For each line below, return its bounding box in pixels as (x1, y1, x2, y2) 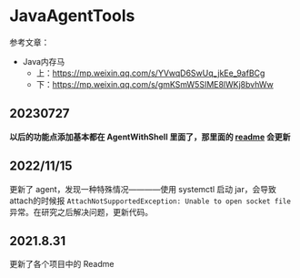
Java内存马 (22, 56, 65, 67)
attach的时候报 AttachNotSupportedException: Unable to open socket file (9, 195, 291, 206)
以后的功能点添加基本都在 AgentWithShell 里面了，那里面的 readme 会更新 (9, 131, 291, 142)
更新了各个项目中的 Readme (9, 259, 115, 270)
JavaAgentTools (9, 5, 135, 26)
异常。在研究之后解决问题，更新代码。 (9, 206, 153, 217)
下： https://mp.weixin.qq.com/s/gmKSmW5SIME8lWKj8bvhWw (35, 78, 275, 89)
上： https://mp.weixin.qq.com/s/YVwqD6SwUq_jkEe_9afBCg (35, 67, 265, 78)
